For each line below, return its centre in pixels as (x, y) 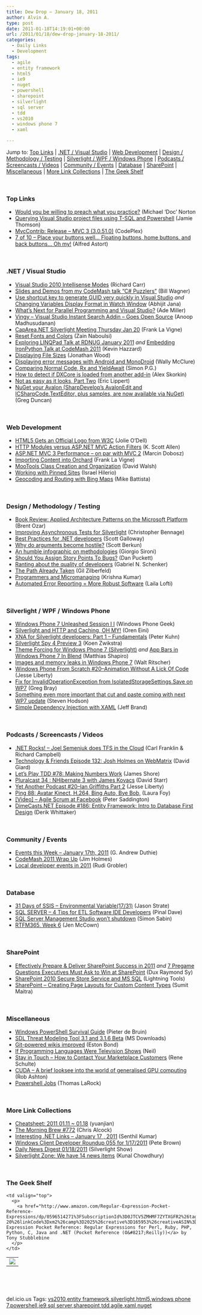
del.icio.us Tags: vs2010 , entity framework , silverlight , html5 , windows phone (99, 1299)
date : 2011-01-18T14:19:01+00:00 (48, 29)
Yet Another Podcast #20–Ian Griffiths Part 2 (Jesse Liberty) (89, 786)
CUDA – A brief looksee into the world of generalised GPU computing (101, 1070)
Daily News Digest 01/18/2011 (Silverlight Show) (74, 1149)
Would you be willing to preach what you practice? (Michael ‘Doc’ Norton (105, 212)
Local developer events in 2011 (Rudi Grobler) (71, 865)
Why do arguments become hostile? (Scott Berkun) (78, 545)
